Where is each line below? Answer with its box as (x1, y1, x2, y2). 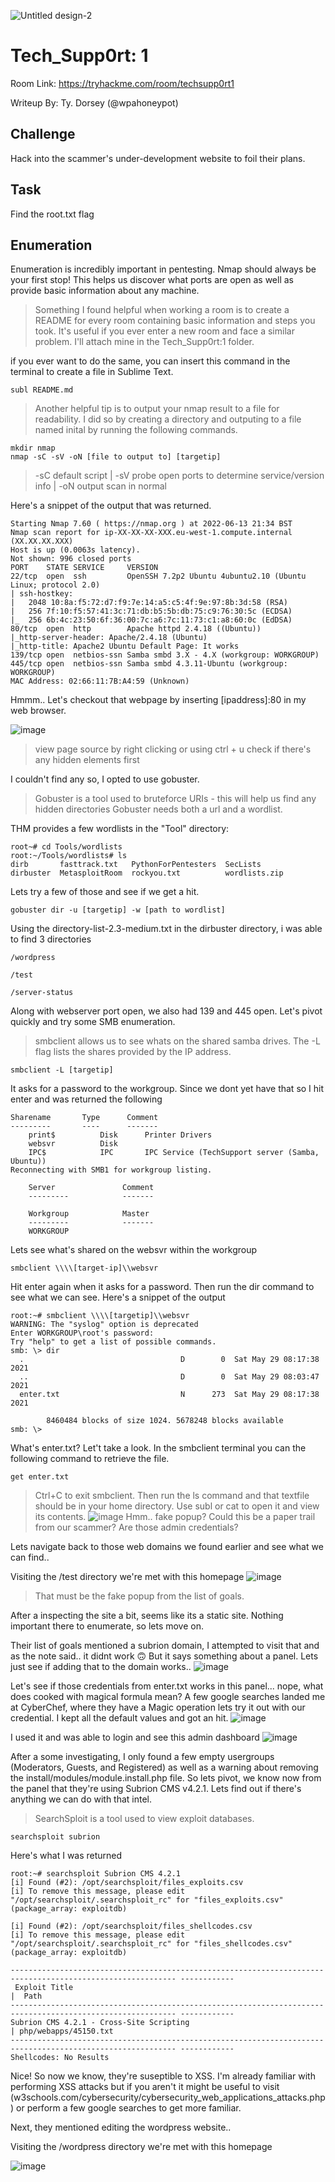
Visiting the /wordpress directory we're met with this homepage (10, 2141, 273, 2153)
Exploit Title (14, 1983, 74, 1993)
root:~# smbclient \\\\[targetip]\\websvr (10, 1311, 190, 1321)
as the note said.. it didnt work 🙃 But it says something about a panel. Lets (10, 1650, 319, 1662)
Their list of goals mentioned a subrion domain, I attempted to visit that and (10, 1640, 320, 1652)
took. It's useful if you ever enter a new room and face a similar (34, 325, 295, 337)
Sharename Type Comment (10, 1113, 159, 1123)
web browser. (10, 705, 67, 717)
